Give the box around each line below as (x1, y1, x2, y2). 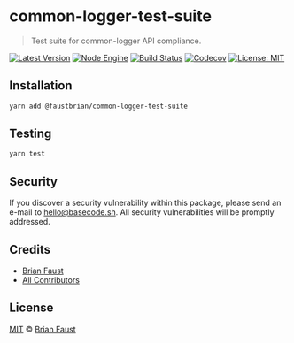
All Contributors (21, 274, 80, 285)
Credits (9, 241, 51, 257)
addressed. (9, 217, 50, 227)
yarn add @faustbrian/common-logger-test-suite (9, 102, 189, 111)
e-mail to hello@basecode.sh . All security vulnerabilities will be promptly (9, 207, 275, 217)
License (9, 301, 54, 316)
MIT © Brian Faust (9, 324, 77, 334)
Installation (9, 78, 73, 94)
